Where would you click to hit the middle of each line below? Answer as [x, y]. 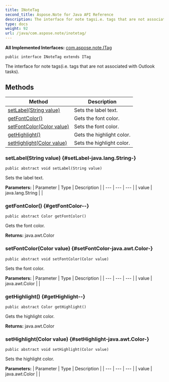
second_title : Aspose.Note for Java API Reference [59, 15]
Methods [20, 87]
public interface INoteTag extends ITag [48, 57]
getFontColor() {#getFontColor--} [47, 206]
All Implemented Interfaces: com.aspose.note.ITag [59, 48]
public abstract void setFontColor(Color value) [57, 259]
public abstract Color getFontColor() [46, 216]
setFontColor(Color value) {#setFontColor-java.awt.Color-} [79, 248]
